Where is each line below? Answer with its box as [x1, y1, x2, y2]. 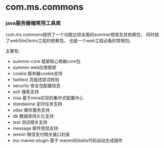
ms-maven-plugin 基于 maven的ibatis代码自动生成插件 [12, 138, 123, 144]
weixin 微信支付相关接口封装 [12, 131, 70, 137]
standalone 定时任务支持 [12, 101, 63, 107]
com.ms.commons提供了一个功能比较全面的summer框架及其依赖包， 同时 [5, 32, 155, 37]
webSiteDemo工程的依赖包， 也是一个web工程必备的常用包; [9, 38, 131, 44]
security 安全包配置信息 [12, 83, 61, 89]
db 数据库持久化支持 [12, 113, 54, 119]
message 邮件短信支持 [12, 126, 58, 131]
